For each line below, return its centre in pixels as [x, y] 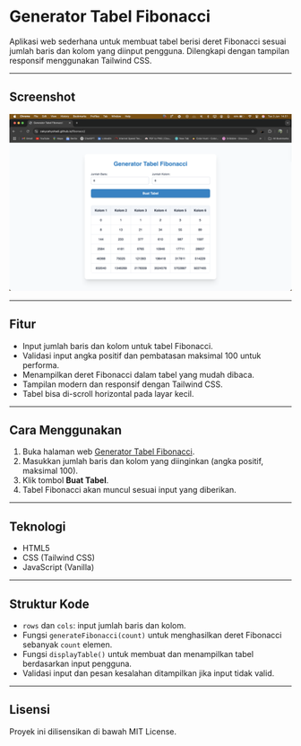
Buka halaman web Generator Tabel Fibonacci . [108, 452]
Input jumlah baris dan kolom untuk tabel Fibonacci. [117, 346]
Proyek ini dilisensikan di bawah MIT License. [93, 731]
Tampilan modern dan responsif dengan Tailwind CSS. [122, 384]
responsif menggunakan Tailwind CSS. [81, 60]
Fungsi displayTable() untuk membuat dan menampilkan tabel [138, 654]
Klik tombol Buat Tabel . [65, 480]
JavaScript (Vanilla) [58, 567]
